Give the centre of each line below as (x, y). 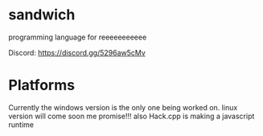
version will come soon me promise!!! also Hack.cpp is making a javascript (131, 116)
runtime (21, 124)
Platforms (41, 85)
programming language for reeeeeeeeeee (78, 37)
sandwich (42, 15)
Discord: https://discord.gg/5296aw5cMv (77, 52)
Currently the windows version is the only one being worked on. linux (123, 107)
